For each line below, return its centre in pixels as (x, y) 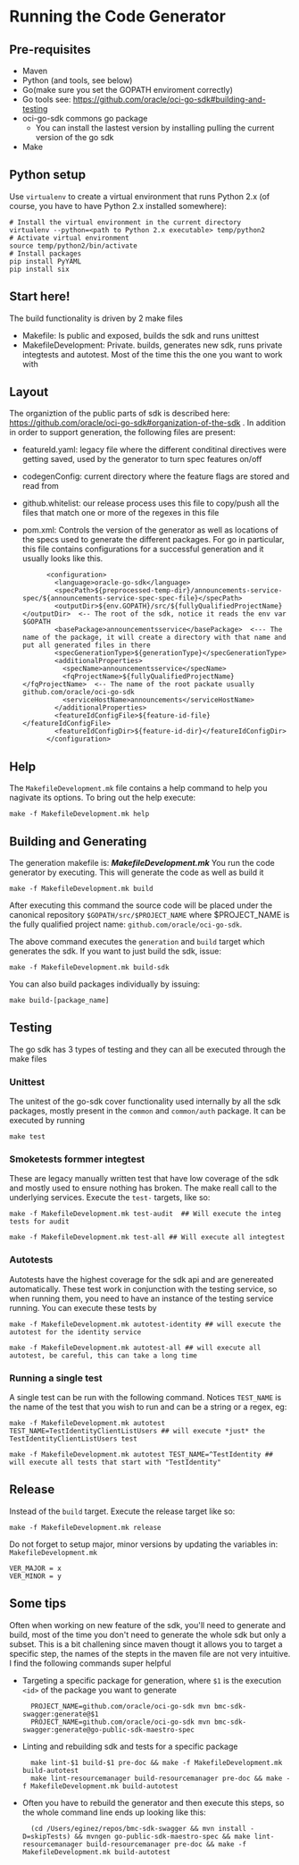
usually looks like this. (62, 559)
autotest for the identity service (75, 1332)
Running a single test (56, 1378)
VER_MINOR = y (36, 1576)
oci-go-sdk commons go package (85, 118)
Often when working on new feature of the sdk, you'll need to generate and (148, 1625)
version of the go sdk (75, 137)
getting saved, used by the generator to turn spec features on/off (142, 459)
